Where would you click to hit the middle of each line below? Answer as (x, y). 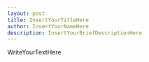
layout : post (26, 13)
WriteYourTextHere (34, 52)
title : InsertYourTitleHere (48, 20)
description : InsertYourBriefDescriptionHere (74, 33)
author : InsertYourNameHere (48, 26)
